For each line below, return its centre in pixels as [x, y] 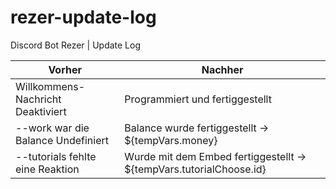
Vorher [65, 69]
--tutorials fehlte [56, 156]
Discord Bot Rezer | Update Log [76, 45]
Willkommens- [50, 86]
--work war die [52, 128]
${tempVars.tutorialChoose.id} [195, 169]
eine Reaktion [47, 169]
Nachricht [38, 99]
